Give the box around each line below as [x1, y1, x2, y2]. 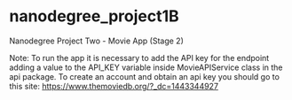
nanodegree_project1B [9, 6, 179, 27]
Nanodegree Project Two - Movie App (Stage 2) [9, 35, 185, 46]
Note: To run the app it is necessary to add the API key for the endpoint [9, 52, 270, 63]
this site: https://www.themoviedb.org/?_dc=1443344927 [9, 81, 219, 91]
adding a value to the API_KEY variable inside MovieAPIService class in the [9, 62, 283, 73]
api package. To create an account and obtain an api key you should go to [9, 71, 280, 81]
